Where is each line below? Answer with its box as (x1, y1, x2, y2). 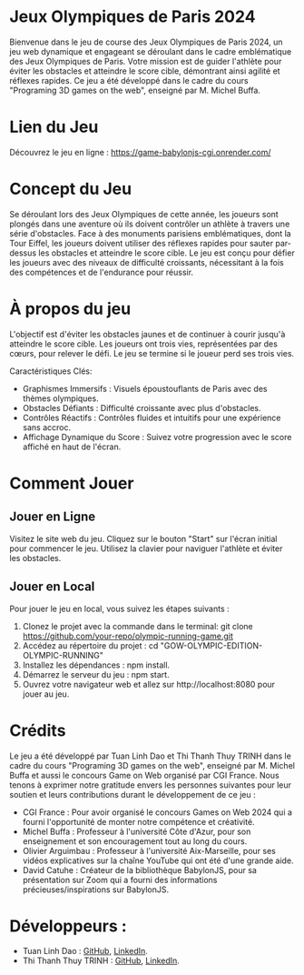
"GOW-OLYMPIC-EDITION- (160, 639, 263, 651)
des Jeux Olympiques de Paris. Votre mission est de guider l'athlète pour (9, 55, 282, 66)
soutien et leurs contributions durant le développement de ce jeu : (9, 789, 256, 799)
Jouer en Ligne (9, 509, 96, 525)
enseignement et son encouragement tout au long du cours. (22, 835, 248, 847)
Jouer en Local (9, 579, 95, 595)
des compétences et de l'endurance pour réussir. (9, 266, 193, 277)
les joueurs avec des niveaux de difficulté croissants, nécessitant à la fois (9, 256, 284, 267)
